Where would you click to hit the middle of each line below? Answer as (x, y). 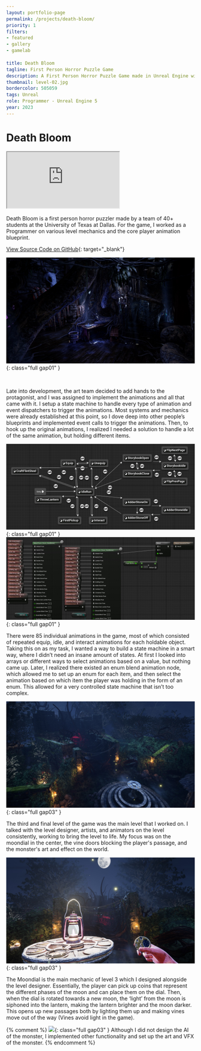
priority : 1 (21, 25)
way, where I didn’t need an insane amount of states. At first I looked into (96, 655)
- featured (20, 38)
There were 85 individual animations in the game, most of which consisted (98, 636)
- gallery (19, 44)
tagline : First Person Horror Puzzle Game (60, 69)
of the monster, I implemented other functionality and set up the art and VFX (100, 1037)
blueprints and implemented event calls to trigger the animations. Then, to (97, 423)
